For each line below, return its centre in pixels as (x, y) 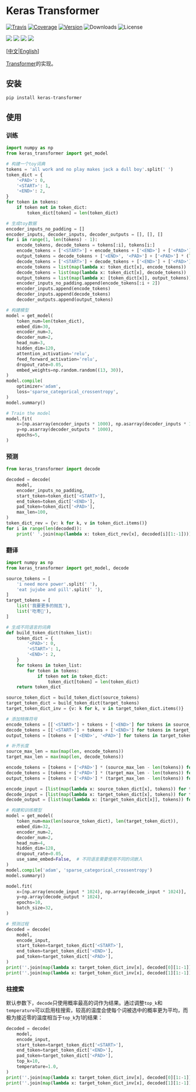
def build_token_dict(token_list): (49, 633)
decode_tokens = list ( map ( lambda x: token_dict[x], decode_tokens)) (101, 272)
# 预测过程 (17, 924)
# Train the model (28, 413)
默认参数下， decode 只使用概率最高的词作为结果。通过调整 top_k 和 (84, 1002)
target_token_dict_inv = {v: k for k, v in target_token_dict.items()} (95, 709)
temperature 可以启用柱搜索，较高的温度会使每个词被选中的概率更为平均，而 (97, 1010)
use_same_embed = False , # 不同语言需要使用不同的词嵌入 (80, 859)
